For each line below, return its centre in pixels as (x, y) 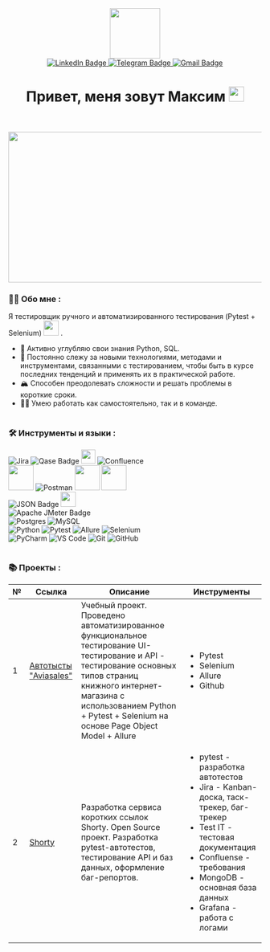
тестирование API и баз (127, 857)
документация (228, 847)
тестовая (217, 837)
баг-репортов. (110, 877)
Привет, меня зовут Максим (126, 97)
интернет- (142, 685)
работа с (217, 917)
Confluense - (225, 857)
